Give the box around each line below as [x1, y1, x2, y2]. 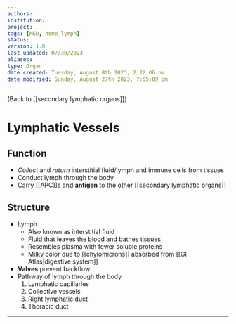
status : [7, 37, 30, 44]
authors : [7, 10, 33, 18]
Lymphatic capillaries [27, 280, 90, 288]
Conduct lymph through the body [17, 174, 114, 182]
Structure [7, 201, 51, 213]
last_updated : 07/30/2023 [7, 50, 83, 57]
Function [7, 147, 47, 159]
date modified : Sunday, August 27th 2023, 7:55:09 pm [7, 75, 169, 83]
